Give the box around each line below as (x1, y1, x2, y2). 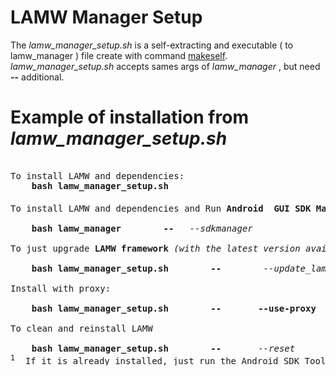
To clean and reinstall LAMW (10, 322, 153, 334)
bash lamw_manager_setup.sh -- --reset (31, 342, 296, 354)
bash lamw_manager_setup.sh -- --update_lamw (31, 262, 333, 274)
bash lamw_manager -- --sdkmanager (31, 222, 253, 234)
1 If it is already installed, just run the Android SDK (10, 352, 300, 366)
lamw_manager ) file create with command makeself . (10, 49, 228, 61)
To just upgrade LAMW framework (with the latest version (10, 242, 301, 254)
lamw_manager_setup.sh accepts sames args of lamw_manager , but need (10, 60, 321, 72)
